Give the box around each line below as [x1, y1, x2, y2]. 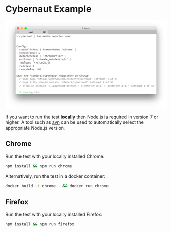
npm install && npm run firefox [5, 222, 74, 227]
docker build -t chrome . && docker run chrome [5, 183, 109, 188]
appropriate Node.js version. [5, 125, 66, 131]
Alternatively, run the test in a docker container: [5, 173, 106, 179]
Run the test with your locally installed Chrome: [5, 153, 105, 159]
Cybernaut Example [5, 3, 92, 15]
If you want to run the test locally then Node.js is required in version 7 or [5, 114, 159, 120]
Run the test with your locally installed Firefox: [5, 211, 102, 218]
